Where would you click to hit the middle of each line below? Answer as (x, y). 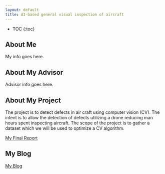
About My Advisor (34, 72)
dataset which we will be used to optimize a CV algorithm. (65, 128)
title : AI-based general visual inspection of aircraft (64, 15)
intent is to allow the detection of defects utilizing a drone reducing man (79, 117)
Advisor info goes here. (29, 84)
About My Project (33, 100)
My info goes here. (24, 57)
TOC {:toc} (23, 29)
